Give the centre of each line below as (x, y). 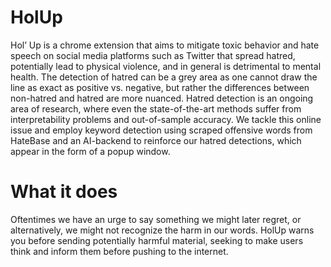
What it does (64, 192)
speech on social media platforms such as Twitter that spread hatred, (153, 55)
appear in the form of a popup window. (90, 151)
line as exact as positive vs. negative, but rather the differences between (160, 87)
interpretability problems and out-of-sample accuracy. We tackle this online (166, 119)
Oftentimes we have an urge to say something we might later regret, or (156, 219)
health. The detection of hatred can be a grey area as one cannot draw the (164, 77)
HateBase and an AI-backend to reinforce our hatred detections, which (156, 140)
